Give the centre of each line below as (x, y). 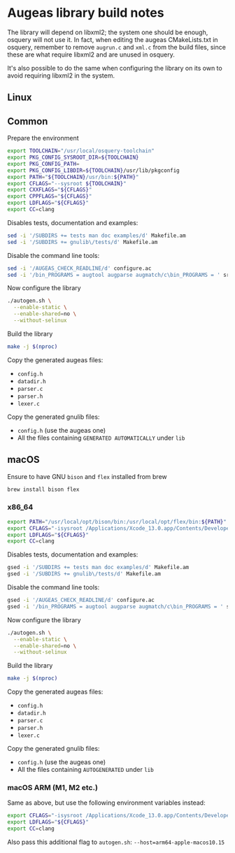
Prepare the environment (43, 138)
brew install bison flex (43, 489)
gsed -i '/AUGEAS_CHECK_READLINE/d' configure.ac (81, 600)
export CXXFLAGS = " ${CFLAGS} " (50, 190)
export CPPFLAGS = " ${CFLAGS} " (50, 196)
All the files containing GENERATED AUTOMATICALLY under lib (101, 438)
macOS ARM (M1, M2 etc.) (52, 788)
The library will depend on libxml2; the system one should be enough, (108, 32)
